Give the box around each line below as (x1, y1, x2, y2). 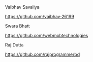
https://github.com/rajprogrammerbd (5, 51, 80, 57)
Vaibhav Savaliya (5, 4, 40, 10)
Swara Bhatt (5, 23, 30, 29)
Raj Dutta (5, 42, 24, 48)
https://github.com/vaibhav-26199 (5, 14, 75, 19)
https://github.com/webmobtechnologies (5, 33, 88, 38)
